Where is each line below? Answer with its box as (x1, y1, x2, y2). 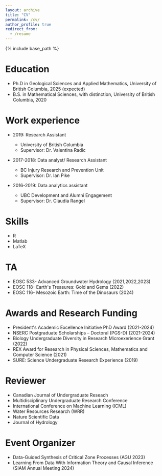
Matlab (12, 238, 28, 244)
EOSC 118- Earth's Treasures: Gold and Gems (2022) (12, 284, 124, 290)
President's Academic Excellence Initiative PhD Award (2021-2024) (12, 324, 154, 330)
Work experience (5, 115, 80, 126)
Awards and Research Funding (5, 307, 138, 319)
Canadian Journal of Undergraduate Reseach (12, 392, 108, 398)
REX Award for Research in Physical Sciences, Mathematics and (12, 346, 148, 352)
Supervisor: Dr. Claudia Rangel (20, 197, 85, 204)
